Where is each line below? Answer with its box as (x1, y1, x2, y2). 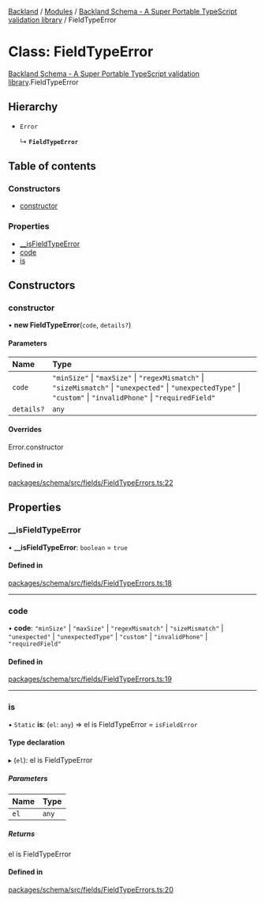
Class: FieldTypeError (8, 43, 154, 61)
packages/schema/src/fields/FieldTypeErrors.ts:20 (8, 885, 174, 895)
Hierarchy (8, 100, 58, 114)
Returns (8, 829, 35, 839)
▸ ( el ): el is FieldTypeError (8, 755, 93, 764)
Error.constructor (8, 442, 65, 452)
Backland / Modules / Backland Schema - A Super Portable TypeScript (8, 7, 237, 16)
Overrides (8, 425, 42, 434)
